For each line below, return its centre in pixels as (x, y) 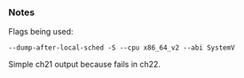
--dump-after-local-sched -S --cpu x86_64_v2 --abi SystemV (122, 48)
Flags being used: (41, 32)
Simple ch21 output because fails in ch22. (85, 65)
